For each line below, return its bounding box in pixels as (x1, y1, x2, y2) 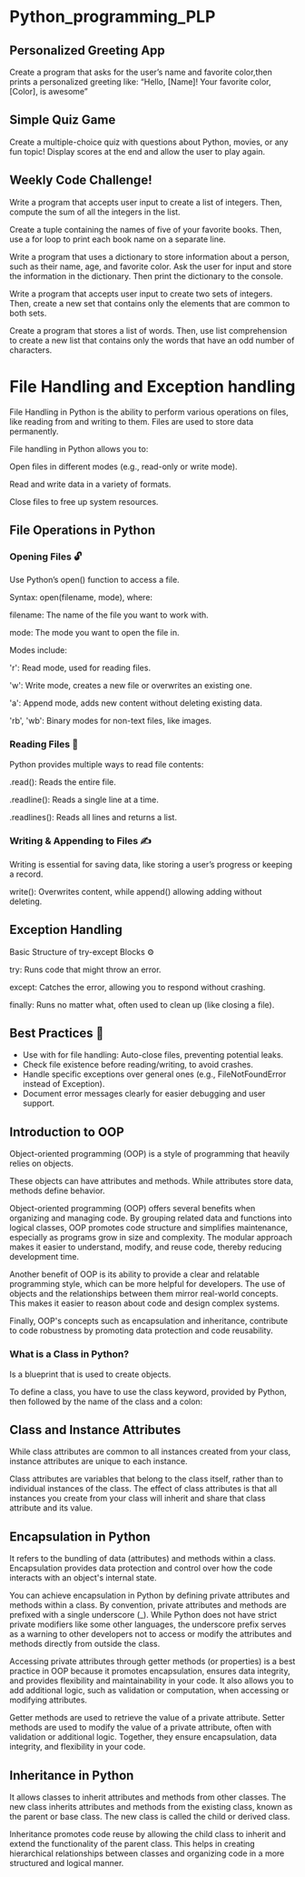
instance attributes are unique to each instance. (9, 1456, 188, 1467)
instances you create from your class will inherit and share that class (9, 1493, 266, 1504)
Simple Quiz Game (9, 112, 116, 128)
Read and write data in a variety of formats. (9, 478, 172, 489)
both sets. (9, 307, 47, 318)
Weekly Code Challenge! (9, 173, 152, 188)
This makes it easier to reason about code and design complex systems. (9, 1298, 280, 1309)
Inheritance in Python (9, 1767, 134, 1783)
